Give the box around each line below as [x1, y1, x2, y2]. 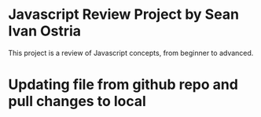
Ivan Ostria [8, 22, 81, 40]
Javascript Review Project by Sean [8, 5, 240, 24]
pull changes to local [8, 93, 147, 111]
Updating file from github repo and [8, 76, 238, 93]
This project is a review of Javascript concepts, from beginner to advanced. [8, 48, 254, 57]
